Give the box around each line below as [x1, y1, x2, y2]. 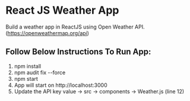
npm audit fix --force [14, 69, 66, 76]
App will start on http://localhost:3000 [14, 81, 107, 89]
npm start [14, 75, 38, 82]
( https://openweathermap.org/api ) [5, 29, 90, 36]
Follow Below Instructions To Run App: [5, 47, 151, 57]
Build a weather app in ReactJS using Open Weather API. [5, 23, 145, 30]
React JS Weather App [5, 4, 119, 17]
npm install [14, 62, 42, 70]
